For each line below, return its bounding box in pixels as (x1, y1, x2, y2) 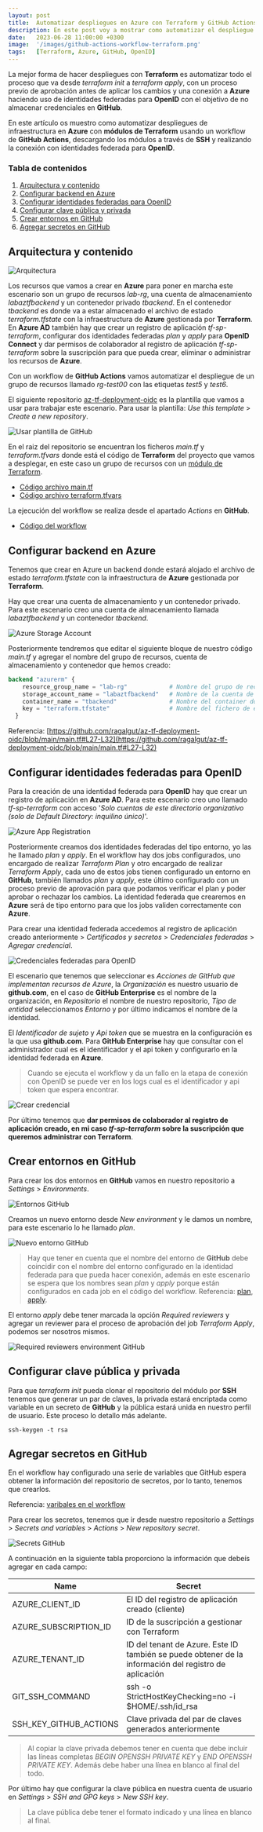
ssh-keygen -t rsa (8, 1426, 68, 1434)
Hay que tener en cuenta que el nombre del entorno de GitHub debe (27, 1253, 249, 1263)
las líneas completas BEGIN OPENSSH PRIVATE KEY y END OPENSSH (27, 1752, 253, 1761)
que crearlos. (8, 1485, 51, 1494)
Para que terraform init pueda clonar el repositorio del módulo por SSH (8, 1385, 237, 1395)
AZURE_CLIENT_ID (12, 1599, 81, 1610)
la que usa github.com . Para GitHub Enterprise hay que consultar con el (8, 1036, 243, 1045)
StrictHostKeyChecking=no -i (126, 1691, 236, 1702)
